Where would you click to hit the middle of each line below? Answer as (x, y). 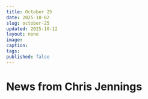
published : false (28, 57)
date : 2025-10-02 (28, 18)
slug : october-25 (28, 23)
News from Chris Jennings (74, 87)
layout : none (23, 34)
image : (14, 40)
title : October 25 (29, 12)
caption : (17, 46)
